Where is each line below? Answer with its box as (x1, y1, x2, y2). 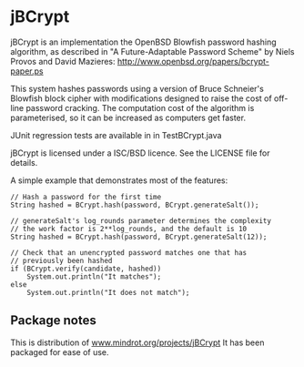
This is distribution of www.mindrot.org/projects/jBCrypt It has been (10, 337, 265, 348)
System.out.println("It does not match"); (26, 288, 190, 297)
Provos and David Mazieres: (10, 56, 117, 66)
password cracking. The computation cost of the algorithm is (25, 102, 255, 113)
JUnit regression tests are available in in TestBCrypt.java (10, 129, 222, 140)
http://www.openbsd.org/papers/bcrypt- (117, 56, 269, 66)
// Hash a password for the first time (10, 192, 162, 201)
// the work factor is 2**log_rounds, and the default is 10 (10, 224, 248, 233)
